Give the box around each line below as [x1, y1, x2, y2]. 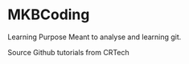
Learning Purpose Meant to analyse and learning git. [7, 32, 182, 42]
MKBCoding [7, 6, 90, 24]
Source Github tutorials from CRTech [7, 47, 129, 57]
